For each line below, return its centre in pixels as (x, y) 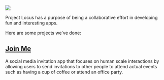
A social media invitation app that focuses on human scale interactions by (82, 61)
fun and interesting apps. (31, 23)
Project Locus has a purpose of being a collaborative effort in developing (81, 18)
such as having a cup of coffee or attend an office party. (64, 72)
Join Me (18, 49)
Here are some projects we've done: (43, 33)
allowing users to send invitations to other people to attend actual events (81, 66)
